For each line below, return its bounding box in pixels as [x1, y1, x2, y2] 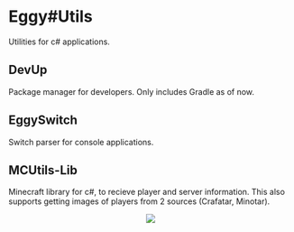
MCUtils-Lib [8, 162, 78, 178]
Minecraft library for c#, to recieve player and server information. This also [8, 187, 286, 198]
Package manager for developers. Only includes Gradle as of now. [8, 86, 254, 97]
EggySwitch [8, 113, 78, 128]
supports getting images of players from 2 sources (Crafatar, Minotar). [8, 196, 271, 207]
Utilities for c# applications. [8, 36, 110, 47]
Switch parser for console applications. [8, 136, 154, 147]
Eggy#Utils [8, 6, 94, 27]
